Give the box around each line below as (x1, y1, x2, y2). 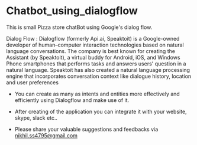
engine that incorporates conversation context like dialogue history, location (6, 72, 192, 80)
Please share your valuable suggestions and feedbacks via (14, 126, 159, 133)
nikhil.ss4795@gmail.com (14, 131, 78, 139)
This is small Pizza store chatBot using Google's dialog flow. (6, 24, 153, 31)
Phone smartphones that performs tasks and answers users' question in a (6, 60, 186, 67)
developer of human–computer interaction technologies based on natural (6, 41, 185, 48)
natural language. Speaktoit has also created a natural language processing (6, 66, 190, 73)
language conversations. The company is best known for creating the (6, 47, 176, 54)
